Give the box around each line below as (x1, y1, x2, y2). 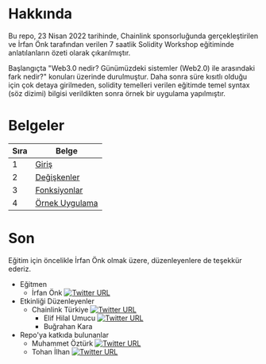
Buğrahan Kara (43, 321, 93, 331)
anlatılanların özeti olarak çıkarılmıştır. (8, 48, 131, 57)
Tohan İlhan (31, 347, 70, 356)
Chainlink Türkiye (31, 304, 89, 314)
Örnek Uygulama (35, 197, 98, 208)
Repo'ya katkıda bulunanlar (19, 330, 110, 339)
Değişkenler (35, 172, 80, 183)
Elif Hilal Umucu (43, 313, 96, 323)
